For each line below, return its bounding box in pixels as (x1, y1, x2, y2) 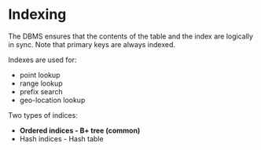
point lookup (19, 70, 61, 79)
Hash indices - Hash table (19, 134, 104, 143)
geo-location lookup (19, 95, 86, 104)
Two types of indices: (8, 110, 79, 119)
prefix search (19, 86, 63, 96)
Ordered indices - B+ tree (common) (19, 126, 141, 135)
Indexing (8, 5, 67, 24)
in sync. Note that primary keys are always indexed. (8, 39, 175, 49)
